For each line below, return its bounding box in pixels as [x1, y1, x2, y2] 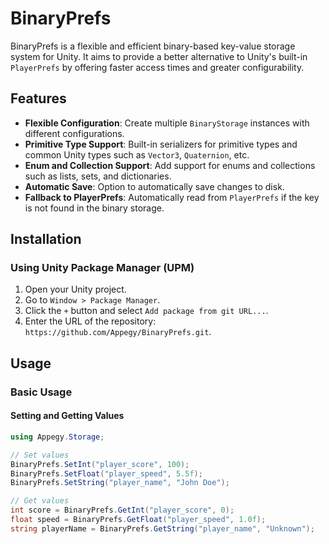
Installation [10, 231, 82, 248]
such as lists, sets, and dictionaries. [24, 170, 172, 182]
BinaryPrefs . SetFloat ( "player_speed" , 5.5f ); [10, 468, 203, 479]
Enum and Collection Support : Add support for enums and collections [24, 159, 316, 171]
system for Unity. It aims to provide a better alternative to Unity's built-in [10, 50, 308, 62]
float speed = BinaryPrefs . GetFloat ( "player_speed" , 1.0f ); [10, 515, 267, 525]
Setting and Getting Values [10, 410, 125, 422]
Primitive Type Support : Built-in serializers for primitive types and [24, 138, 298, 150]
